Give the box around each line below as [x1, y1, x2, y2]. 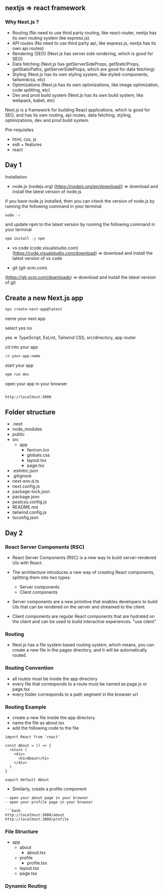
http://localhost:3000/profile [5, 817, 69, 822]
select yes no [5, 325, 32, 331]
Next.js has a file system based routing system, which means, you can [12, 642, 154, 648]
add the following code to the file [12, 725, 79, 731]
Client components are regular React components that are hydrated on [12, 613, 155, 619]
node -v [5, 212, 21, 217]
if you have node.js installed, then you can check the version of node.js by [5, 198, 155, 204]
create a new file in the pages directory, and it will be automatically [12, 647, 147, 653]
